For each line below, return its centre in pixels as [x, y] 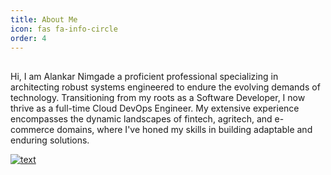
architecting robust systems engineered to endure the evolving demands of [165, 87]
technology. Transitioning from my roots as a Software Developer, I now [158, 97]
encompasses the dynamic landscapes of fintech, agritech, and [141, 118]
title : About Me [44, 19]
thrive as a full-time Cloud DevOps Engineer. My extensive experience [155, 108]
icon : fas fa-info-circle [64, 29]
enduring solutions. [50, 140]
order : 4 [28, 38]
